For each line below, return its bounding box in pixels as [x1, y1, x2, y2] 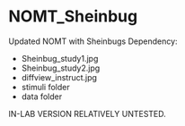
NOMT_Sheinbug [8, 6, 138, 27]
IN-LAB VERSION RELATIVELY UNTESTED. [8, 108, 167, 119]
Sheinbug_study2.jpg [21, 63, 101, 73]
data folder [21, 91, 63, 102]
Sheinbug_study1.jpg [21, 53, 99, 63]
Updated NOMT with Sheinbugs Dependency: [8, 36, 178, 46]
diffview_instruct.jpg [21, 71, 98, 82]
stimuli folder [21, 81, 70, 92]
